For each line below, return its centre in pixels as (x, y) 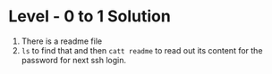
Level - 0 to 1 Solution (89, 16)
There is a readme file (62, 41)
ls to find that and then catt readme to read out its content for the (142, 50)
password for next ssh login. (74, 60)
